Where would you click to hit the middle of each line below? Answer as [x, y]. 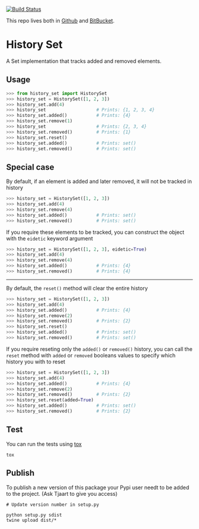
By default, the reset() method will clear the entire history [77, 288]
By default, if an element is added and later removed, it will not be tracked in [99, 182]
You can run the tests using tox [44, 444]
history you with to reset [36, 362]
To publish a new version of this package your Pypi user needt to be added [98, 487]
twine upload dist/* [32, 520]
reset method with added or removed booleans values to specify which [91, 355]
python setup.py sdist [34, 515]
